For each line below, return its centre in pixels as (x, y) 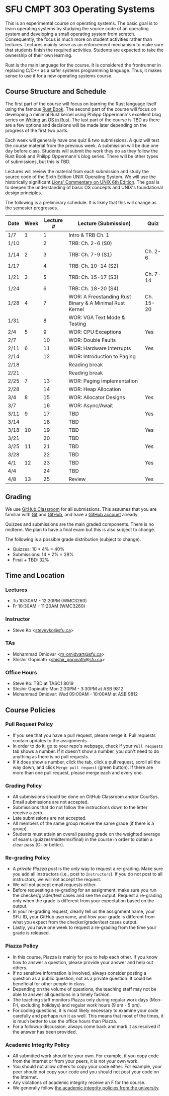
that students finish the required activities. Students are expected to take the (84, 50)
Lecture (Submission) (104, 223)
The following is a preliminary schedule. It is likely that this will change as (81, 202)
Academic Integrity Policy (37, 1045)
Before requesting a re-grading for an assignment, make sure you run (84, 890)
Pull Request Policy (29, 724)
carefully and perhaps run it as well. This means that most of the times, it (88, 1015)
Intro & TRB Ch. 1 (89, 235)
